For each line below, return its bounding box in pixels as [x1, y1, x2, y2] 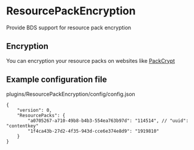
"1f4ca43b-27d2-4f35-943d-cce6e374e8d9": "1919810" [28, 128, 160, 134]
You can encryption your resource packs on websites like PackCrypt [6, 57, 175, 64]
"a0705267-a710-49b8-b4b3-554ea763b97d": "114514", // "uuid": [28, 118, 189, 124]
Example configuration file [6, 75, 107, 85]
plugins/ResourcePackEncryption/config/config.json [6, 90, 136, 97]
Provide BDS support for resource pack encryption [6, 24, 132, 31]
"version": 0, [17, 107, 52, 113]
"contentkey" [6, 123, 39, 129]
